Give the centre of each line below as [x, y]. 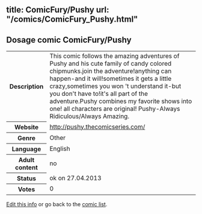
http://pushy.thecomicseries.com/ [97, 127]
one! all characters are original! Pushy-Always [115, 109]
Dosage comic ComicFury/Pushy [69, 39]
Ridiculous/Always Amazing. [90, 116]
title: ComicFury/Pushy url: [58, 10]
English [60, 148]
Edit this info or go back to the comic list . [57, 204]
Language [26, 149]
